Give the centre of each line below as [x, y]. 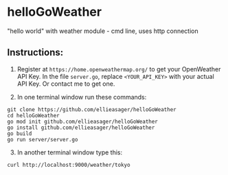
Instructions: [35, 52]
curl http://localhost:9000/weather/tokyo [69, 165]
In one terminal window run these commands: [82, 97]
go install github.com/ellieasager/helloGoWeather [81, 128]
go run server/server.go [43, 139]
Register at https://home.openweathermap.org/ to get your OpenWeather [119, 69]
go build [20, 133]
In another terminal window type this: [70, 152]
